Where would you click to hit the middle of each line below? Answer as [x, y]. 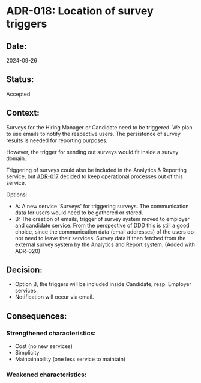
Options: [17, 195]
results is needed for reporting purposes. [57, 140]
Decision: [25, 270]
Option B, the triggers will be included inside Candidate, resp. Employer [103, 284]
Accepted [18, 94]
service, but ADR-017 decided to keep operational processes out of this [94, 176]
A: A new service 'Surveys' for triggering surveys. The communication [102, 206]
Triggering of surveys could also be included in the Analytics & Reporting [97, 170]
